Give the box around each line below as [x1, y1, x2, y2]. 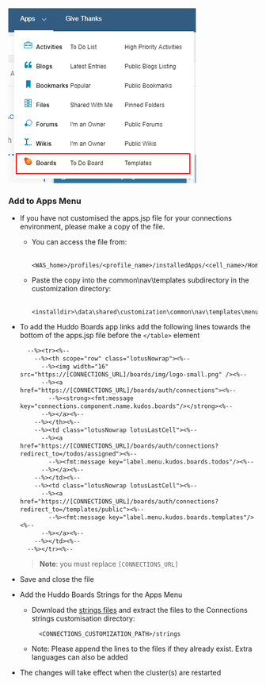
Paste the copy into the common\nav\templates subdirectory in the [31, 275, 249, 285]
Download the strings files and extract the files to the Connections [31, 606, 248, 615]
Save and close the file [19, 575, 95, 584]
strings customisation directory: [31, 614, 135, 623]
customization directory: [31, 284, 112, 294]
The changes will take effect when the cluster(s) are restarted [19, 668, 222, 678]
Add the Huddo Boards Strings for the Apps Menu [19, 590, 183, 599]
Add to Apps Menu [8, 195, 82, 206]
